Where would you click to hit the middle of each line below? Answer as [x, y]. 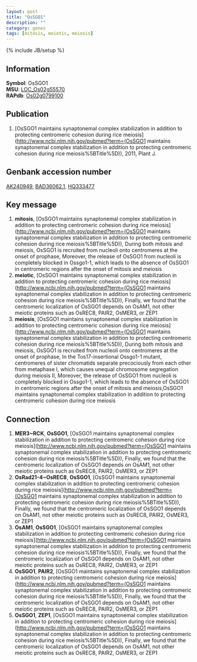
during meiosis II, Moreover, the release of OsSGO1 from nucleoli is [96, 376]
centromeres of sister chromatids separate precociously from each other [103, 363]
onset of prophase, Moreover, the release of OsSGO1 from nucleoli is [98, 257]
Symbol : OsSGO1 [27, 83]
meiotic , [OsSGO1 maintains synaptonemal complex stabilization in [96, 276]
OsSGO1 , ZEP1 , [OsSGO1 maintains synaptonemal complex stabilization [101, 615]
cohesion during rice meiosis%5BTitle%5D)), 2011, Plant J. [86, 153]
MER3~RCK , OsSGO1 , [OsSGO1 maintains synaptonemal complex [94, 434]
